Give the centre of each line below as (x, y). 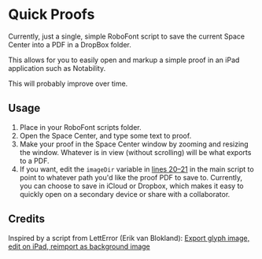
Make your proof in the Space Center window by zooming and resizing (134, 144)
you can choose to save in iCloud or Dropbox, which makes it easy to (131, 186)
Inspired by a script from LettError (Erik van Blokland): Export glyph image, (129, 238)
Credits (27, 219)
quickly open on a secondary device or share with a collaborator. (125, 194)
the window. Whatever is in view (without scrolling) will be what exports (135, 152)
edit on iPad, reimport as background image (79, 246)
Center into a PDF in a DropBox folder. (70, 44)
